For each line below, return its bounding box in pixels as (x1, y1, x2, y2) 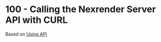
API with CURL (5, 14, 68, 26)
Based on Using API (5, 31, 48, 37)
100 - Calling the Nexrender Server (5, 4, 156, 15)
